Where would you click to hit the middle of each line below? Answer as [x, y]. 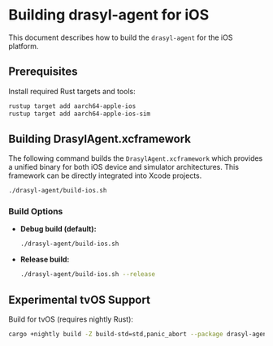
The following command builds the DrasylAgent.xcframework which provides [136, 158]
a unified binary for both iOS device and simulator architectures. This [124, 167]
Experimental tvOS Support [79, 299]
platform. [24, 45]
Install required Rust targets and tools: [72, 91]
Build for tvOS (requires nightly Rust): [71, 319]
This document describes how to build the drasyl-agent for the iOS [121, 37]
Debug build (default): [58, 229]
